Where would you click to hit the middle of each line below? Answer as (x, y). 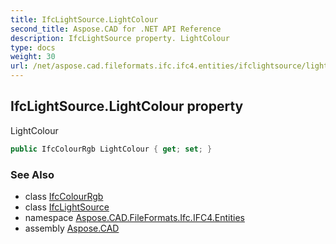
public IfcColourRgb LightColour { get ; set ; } (111, 149)
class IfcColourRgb (64, 196)
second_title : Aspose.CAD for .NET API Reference (116, 29)
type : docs (33, 47)
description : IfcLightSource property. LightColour (120, 38)
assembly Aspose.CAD (72, 228)
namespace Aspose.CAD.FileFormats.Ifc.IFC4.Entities (134, 217)
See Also (32, 174)
